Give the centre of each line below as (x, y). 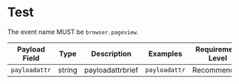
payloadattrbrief (111, 70)
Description (111, 54)
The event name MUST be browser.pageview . (73, 32)
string (68, 70)
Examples (165, 54)
